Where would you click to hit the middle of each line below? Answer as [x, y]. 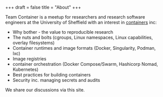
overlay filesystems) [34, 43]
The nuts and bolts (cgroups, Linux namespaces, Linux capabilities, [83, 37]
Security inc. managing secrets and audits [56, 80]
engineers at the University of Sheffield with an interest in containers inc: [81, 22]
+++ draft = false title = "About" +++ [43, 7]
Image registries [29, 59]
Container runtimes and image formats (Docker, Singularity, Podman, [84, 48]
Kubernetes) [25, 69]
